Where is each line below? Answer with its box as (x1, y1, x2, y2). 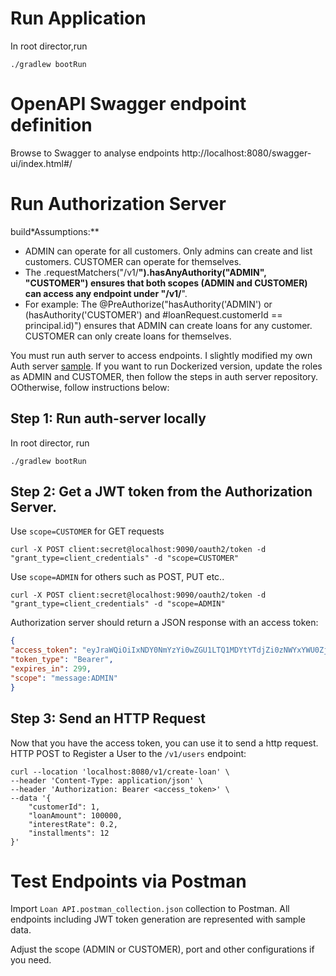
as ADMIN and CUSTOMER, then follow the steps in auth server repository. (10, 370, 319, 382)
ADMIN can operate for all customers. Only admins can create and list (24, 245, 313, 257)
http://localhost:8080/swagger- (181, 147, 312, 159)
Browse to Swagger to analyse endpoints (10, 147, 180, 159)
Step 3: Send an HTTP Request (10, 710, 206, 727)
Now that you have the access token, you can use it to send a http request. (10, 737, 319, 749)
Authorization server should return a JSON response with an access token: (10, 617, 319, 629)
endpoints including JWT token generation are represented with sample (10, 913, 306, 926)
